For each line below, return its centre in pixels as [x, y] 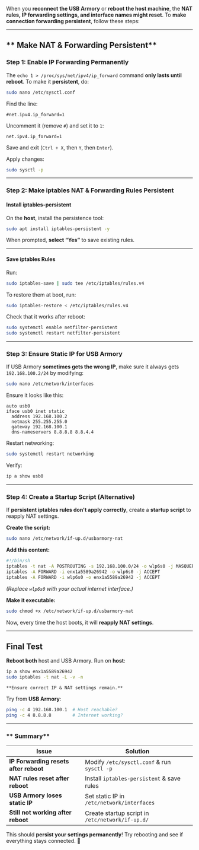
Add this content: [28, 550]
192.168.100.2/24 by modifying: [45, 373]
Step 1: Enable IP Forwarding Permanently [68, 62]
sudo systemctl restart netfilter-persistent [63, 333]
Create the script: [28, 528]
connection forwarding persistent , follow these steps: [73, 21]
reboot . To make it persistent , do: [48, 81]
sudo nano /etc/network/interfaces [50, 384]
